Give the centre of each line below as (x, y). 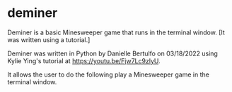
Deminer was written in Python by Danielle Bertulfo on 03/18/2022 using (112, 53)
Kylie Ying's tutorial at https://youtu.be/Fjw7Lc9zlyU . (84, 60)
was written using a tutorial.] (49, 39)
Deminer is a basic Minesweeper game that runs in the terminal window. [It (116, 32)
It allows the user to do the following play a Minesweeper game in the (109, 74)
